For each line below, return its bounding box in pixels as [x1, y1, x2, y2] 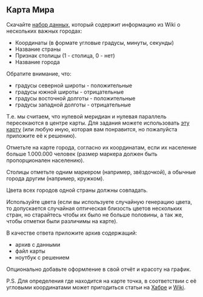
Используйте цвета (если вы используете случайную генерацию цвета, [6, 198, 193, 205]
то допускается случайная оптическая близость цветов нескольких [6, 204, 183, 212]
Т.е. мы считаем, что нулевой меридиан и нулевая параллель [6, 113, 167, 120]
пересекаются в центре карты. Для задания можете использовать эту [6, 119, 190, 126]
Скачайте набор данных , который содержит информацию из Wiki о [6, 21, 181, 28]
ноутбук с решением [15, 253, 70, 261]
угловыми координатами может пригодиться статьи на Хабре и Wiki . [6, 284, 186, 291]
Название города [15, 58, 61, 65]
